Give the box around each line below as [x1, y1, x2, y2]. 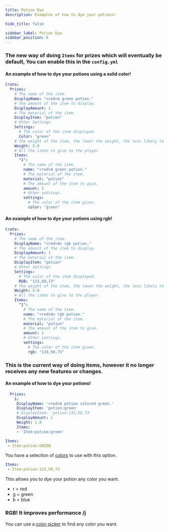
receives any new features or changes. [5, 368, 103, 375]
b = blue [12, 496, 30, 503]
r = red [12, 486, 27, 492]
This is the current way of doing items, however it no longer [5, 361, 154, 368]
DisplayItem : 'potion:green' [16, 406, 78, 411]
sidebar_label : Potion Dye [5, 30, 62, 36]
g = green [12, 491, 33, 498]
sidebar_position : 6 [5, 35, 49, 41]
